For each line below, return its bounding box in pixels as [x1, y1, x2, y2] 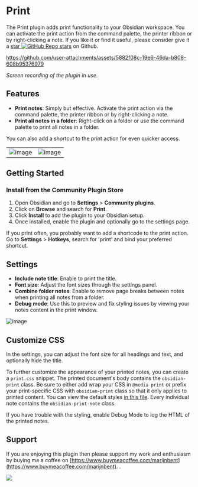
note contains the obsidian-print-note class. [6, 400, 116, 407]
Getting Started [6, 168, 64, 178]
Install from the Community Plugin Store [6, 186, 124, 194]
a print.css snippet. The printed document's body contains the [6, 375, 161, 382]
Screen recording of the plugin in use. [6, 72, 98, 79]
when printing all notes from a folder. [14, 294, 105, 301]
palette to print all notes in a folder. [14, 123, 100, 131]
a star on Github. [6, 43, 99, 50]
